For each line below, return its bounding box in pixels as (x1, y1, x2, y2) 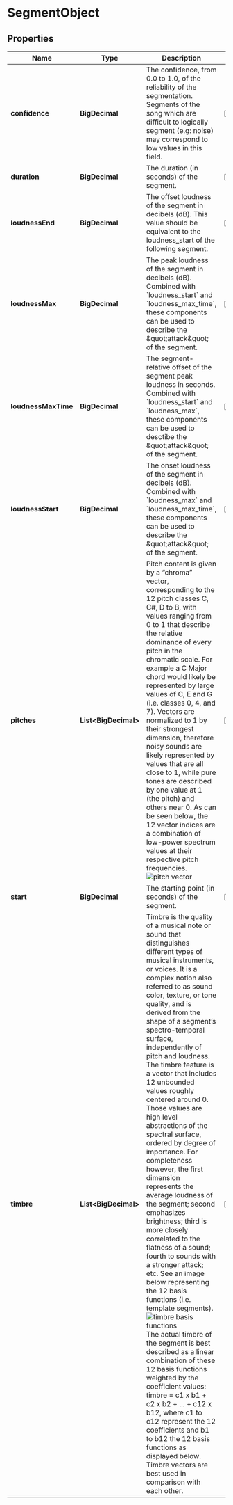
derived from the (146, 1008, 201, 1017)
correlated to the (146, 1234, 201, 1243)
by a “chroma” (146, 568, 193, 577)
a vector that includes (146, 1069, 217, 1078)
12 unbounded (146, 1077, 195, 1087)
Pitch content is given (146, 559, 217, 568)
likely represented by (146, 750, 215, 760)
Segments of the (146, 99, 200, 109)
